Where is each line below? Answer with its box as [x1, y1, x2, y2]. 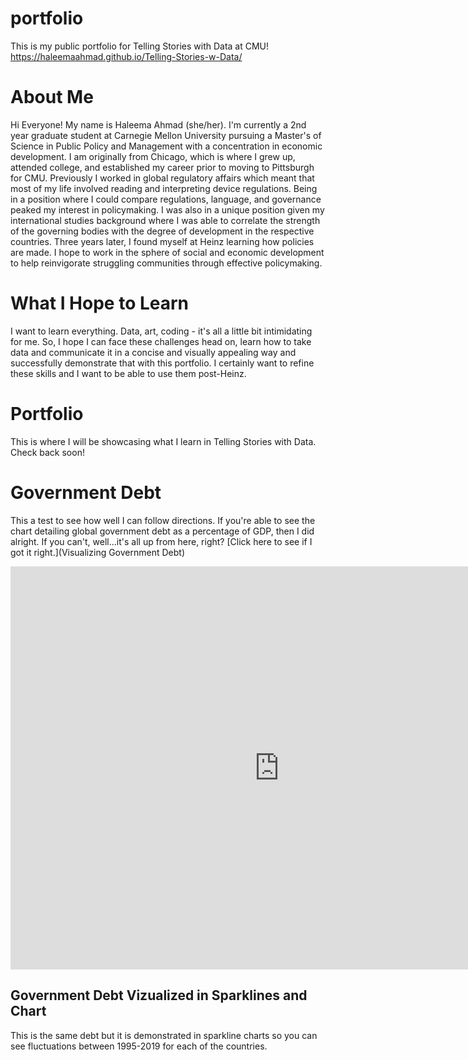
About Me [10, 86, 94, 109]
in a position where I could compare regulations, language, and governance [10, 193, 322, 205]
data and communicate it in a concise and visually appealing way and [10, 346, 297, 358]
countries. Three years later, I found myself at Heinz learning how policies [10, 235, 315, 247]
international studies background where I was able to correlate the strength [10, 214, 321, 226]
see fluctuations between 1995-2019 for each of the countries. [10, 1040, 268, 1052]
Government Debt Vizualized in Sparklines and [10, 987, 308, 1004]
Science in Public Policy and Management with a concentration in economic [10, 140, 323, 152]
